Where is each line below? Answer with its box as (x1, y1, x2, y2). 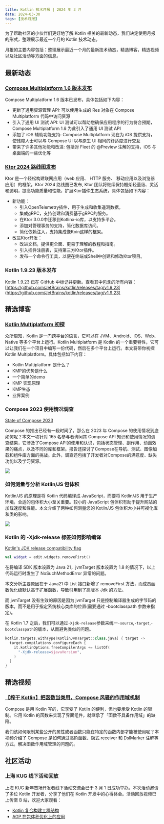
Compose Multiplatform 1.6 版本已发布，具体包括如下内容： (5, 97, 124, 103)
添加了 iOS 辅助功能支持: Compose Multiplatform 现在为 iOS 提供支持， (12, 132, 155, 138)
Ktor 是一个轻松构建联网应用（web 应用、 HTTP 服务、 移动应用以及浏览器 (5, 175, 155, 181)
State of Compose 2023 (5, 417, 54, 423)
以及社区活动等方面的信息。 (5, 53, 61, 59)
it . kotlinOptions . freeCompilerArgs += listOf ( (14, 645, 110, 650)
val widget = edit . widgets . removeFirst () (5, 555, 91, 560)
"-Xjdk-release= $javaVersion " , (18, 649, 82, 654)
